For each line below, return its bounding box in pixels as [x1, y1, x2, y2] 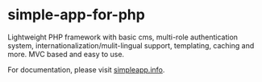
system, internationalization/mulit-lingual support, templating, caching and [7, 40, 255, 50]
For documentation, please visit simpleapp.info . [7, 64, 165, 74]
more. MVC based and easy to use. [7, 49, 125, 59]
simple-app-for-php [7, 6, 146, 24]
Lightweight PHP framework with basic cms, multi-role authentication [7, 32, 239, 42]
